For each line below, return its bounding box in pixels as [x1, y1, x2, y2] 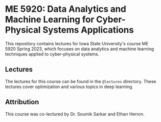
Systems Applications [42, 25, 134, 35]
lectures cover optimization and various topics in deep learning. [5, 84, 134, 90]
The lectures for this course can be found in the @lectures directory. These [5, 78, 157, 84]
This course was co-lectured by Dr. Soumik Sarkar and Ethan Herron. [5, 111, 145, 117]
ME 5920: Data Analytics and [5, 3, 126, 15]
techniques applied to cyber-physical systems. [5, 51, 99, 57]
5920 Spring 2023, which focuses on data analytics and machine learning [5, 46, 154, 52]
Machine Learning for [5, 14, 94, 25]
